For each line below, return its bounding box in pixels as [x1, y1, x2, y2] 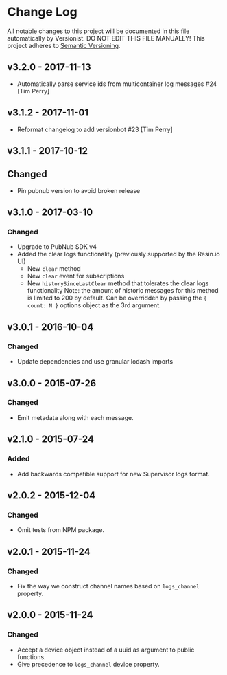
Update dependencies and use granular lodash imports [16, 357, 174, 366]
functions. [16, 652, 46, 661]
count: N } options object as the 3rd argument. [27, 301, 161, 309]
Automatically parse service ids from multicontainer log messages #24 [16, 80, 217, 88]
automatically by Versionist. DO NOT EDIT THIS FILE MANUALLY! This [7, 34, 205, 42]
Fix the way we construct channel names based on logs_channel [16, 582, 200, 590]
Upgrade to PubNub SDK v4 [16, 243, 97, 251]
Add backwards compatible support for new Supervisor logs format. [16, 469, 211, 478]
